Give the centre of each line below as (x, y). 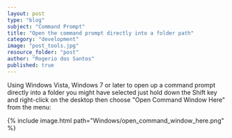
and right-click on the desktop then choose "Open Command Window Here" (116, 100)
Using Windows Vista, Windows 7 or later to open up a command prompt (111, 85)
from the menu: (29, 107)
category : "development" (43, 40)
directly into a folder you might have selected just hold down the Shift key (112, 92)
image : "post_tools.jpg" (43, 46)
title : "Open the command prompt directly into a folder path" (101, 33)
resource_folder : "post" (43, 53)
